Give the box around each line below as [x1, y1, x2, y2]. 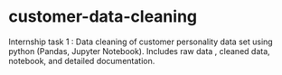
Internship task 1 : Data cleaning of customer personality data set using [8, 36, 273, 47]
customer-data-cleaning [8, 6, 198, 27]
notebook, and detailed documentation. [8, 55, 155, 66]
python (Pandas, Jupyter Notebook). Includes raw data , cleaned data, [8, 45, 270, 56]
